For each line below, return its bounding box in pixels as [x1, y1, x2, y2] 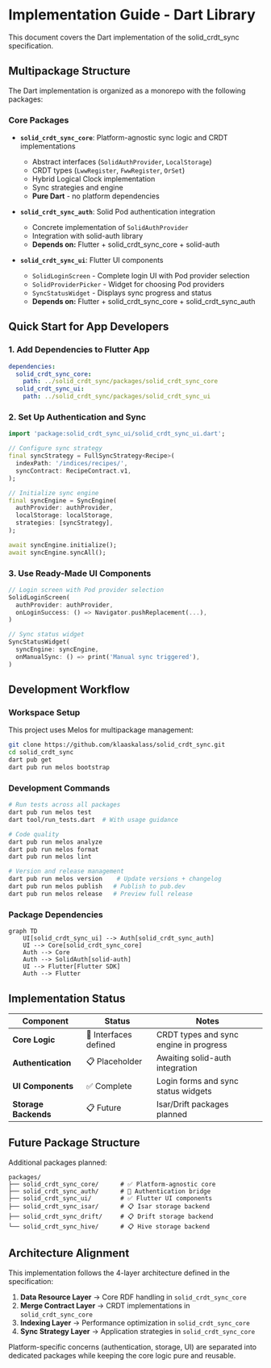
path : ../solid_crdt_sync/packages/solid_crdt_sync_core [23, 377, 219, 386]
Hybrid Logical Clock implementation [31, 174, 156, 184]
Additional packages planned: [8, 1157, 107, 1167]
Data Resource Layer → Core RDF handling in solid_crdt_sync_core [19, 1292, 248, 1302]
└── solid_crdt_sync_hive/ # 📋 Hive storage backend [8, 1222, 211, 1231]
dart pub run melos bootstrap [8, 764, 110, 772]
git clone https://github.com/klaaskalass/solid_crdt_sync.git [8, 740, 226, 749]
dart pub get [8, 756, 52, 764]
